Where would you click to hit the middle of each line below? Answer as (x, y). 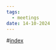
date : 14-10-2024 (28, 23)
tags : (13, 12)
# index (15, 41)
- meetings (26, 18)
